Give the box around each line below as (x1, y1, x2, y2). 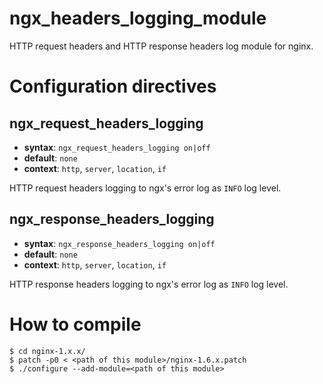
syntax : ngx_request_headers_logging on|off (23, 141, 211, 153)
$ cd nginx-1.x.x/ (9, 346, 86, 356)
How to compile (9, 313, 142, 336)
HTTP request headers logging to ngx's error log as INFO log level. (9, 182, 282, 194)
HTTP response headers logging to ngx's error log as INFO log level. (9, 278, 289, 290)
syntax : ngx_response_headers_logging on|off (23, 237, 216, 249)
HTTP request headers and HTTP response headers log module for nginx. (9, 40, 314, 52)
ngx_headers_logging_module (9, 7, 267, 30)
